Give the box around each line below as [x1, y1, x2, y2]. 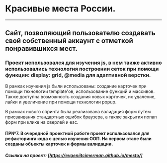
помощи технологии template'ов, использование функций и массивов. [5, 88, 155, 94]
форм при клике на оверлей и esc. [5, 119, 79, 125]
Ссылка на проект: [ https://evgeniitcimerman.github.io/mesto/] [5, 152, 143, 158]
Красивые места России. [5, 3, 116, 14]
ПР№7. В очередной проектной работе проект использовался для [5, 130, 150, 137]
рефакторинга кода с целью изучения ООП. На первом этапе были [5, 136, 152, 142]
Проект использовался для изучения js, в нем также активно [5, 59, 162, 66]
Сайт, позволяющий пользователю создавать [5, 29, 156, 37]
